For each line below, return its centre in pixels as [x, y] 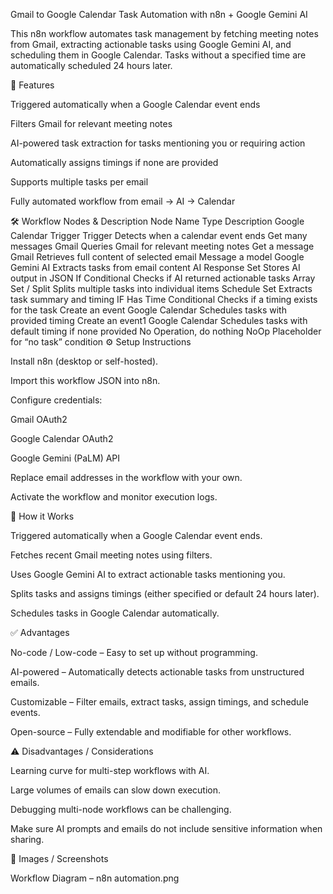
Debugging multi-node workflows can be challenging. [121, 809]
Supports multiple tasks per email [79, 182]
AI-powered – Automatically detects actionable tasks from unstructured [157, 672]
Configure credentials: [56, 400]
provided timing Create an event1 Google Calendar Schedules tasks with [159, 320]
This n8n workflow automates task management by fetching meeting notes [164, 33]
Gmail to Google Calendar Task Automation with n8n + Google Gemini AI [159, 14]
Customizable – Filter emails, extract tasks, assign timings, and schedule [159, 702]
